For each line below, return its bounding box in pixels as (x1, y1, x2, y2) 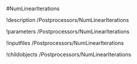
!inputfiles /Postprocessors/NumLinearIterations (6, 40, 124, 46)
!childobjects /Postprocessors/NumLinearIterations (6, 51, 132, 58)
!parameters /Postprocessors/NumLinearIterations (6, 28, 130, 35)
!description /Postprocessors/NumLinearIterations (6, 17, 129, 23)
